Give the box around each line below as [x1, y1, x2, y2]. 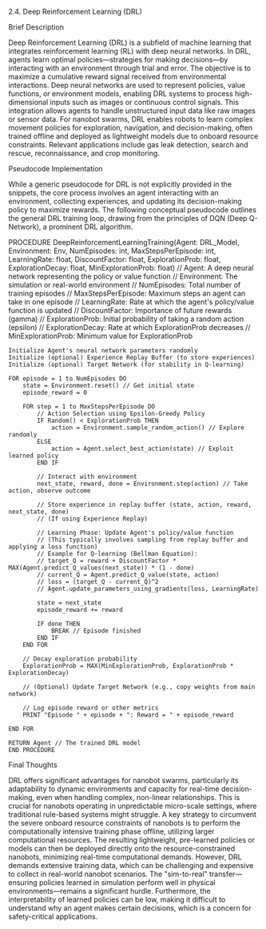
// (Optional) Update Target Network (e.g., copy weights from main [22, 683, 256, 691]
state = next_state [37, 599, 102, 607]
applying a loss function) [8, 543, 98, 551]
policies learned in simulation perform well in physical [38, 878, 216, 887]
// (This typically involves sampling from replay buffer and [37, 536, 248, 544]
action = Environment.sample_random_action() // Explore [50, 424, 245, 432]
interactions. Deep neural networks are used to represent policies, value [8, 80, 246, 90]
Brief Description [8, 22, 64, 31]
